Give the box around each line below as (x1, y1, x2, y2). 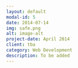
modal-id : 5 (6, 14, 35, 20)
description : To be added (6, 53, 70, 59)
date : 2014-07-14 (6, 20, 49, 25)
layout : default (6, 8, 46, 15)
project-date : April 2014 (6, 36, 70, 42)
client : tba (6, 42, 35, 48)
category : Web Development (6, 47, 73, 53)
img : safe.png (6, 25, 41, 31)
